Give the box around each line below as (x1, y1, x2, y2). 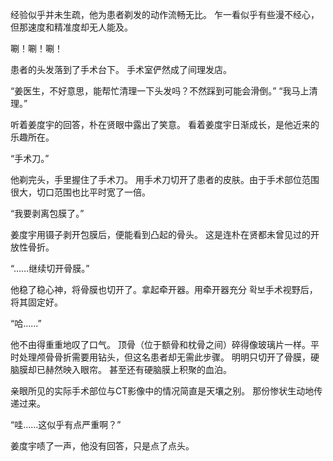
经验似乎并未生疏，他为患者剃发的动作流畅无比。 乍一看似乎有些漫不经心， (10, 9, 320, 20)
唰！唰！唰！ (10, 43, 63, 54)
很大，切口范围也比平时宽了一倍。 (10, 186, 151, 198)
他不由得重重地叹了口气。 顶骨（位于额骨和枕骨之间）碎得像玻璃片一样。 (10, 339, 311, 350)
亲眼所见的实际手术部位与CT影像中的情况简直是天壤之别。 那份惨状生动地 (10, 385, 315, 397)
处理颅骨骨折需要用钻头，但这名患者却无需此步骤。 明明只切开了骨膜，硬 (18, 351, 320, 363)
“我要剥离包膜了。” (10, 208, 85, 219)
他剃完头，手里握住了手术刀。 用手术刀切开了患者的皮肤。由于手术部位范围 (10, 174, 320, 185)
